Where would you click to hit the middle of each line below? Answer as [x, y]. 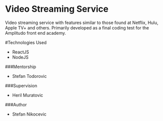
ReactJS [20, 52]
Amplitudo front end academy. [36, 33]
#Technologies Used [26, 42]
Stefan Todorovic [30, 76]
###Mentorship [21, 67]
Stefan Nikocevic [29, 114]
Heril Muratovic [28, 95]
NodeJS [20, 57]
